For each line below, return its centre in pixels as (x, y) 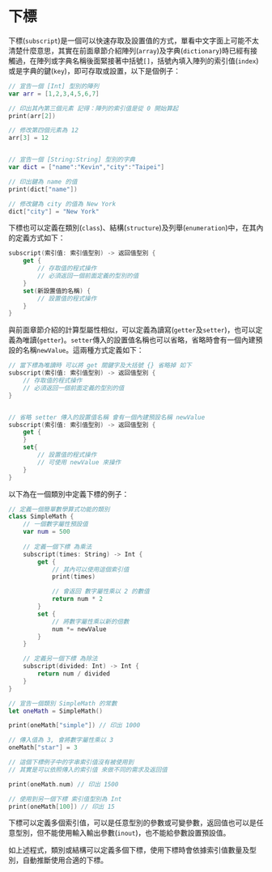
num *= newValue (79, 629)
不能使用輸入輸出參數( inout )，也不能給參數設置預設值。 (137, 833)
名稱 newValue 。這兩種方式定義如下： (83, 350)
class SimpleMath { (41, 517)
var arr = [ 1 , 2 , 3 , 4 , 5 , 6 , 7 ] (54, 94)
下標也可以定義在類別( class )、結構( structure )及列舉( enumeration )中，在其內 (136, 228)
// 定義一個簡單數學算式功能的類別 (59, 509)
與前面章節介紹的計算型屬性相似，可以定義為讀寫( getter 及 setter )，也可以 (132, 330)
